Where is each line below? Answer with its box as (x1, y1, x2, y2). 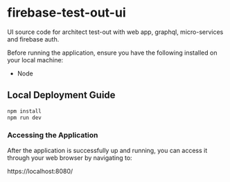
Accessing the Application (7, 130, 98, 140)
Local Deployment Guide (7, 89, 116, 101)
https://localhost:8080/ (7, 167, 73, 175)
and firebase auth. (7, 35, 60, 43)
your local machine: (7, 55, 64, 64)
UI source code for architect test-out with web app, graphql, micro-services (7, 28, 224, 36)
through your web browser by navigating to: (7, 154, 133, 162)
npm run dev (7, 114, 42, 121)
